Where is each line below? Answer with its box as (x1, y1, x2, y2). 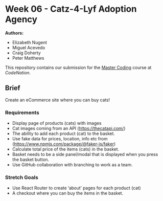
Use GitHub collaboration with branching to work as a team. (12, 162, 133, 168)
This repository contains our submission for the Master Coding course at (5, 65, 152, 70)
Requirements (5, 109, 40, 116)
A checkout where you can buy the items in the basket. (12, 190, 123, 196)
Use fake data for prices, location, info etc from (12, 136, 108, 142)
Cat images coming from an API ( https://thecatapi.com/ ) (12, 126, 126, 132)
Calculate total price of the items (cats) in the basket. (12, 146, 119, 152)
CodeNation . (5, 69, 31, 75)
